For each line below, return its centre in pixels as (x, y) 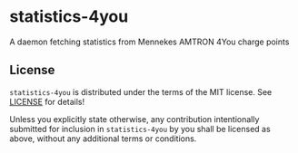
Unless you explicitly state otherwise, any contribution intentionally (134, 119)
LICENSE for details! (47, 101)
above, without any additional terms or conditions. (103, 139)
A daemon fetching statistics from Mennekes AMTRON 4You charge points (149, 42)
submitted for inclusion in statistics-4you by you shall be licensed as (140, 129)
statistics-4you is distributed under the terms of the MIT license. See (141, 91)
